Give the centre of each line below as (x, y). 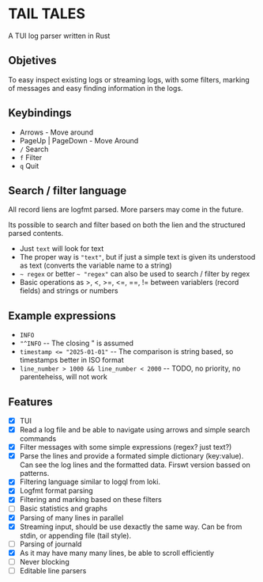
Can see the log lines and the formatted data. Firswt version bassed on (135, 465)
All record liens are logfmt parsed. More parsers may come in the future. (126, 210)
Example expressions (62, 316)
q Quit (29, 165)
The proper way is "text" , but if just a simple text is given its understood (137, 257)
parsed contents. (36, 234)
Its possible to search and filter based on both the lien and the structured (127, 225)
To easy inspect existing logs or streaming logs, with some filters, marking (129, 79)
